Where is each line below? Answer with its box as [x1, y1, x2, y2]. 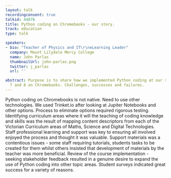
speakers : [5, 40, 26, 46]
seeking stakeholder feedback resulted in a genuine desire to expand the [5, 156, 159, 162]
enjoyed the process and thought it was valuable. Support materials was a [5, 134, 160, 140]
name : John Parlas [10, 54, 49, 60]
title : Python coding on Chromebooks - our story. [5, 21, 115, 27]
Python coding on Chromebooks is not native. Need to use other [5, 96, 140, 102]
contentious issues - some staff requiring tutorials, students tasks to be [5, 139, 155, 145]
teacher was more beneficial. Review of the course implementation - [5, 151, 149, 157]
